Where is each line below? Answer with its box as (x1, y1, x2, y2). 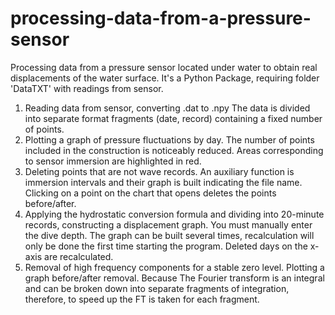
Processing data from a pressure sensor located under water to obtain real (10, 61, 318, 73)
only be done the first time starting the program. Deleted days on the (24, 240, 308, 252)
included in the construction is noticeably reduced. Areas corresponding (24, 144, 324, 156)
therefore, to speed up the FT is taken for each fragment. (24, 293, 260, 305)
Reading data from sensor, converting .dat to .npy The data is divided (24, 102, 311, 114)
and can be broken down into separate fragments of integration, (24, 282, 290, 294)
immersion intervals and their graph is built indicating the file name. (24, 176, 303, 188)
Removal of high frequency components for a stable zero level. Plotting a (24, 261, 325, 273)
